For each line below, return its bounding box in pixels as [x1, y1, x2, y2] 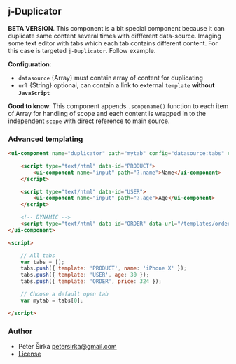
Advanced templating [8, 134, 83, 144]
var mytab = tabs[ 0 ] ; [20, 297, 83, 304]
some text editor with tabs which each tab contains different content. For [8, 38, 218, 48]
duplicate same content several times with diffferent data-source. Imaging [8, 31, 221, 40]
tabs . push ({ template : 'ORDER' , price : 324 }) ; [20, 278, 162, 285]
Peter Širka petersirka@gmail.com [18, 342, 118, 351]
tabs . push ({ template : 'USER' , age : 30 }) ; [20, 272, 150, 279]
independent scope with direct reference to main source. [8, 117, 170, 125]
